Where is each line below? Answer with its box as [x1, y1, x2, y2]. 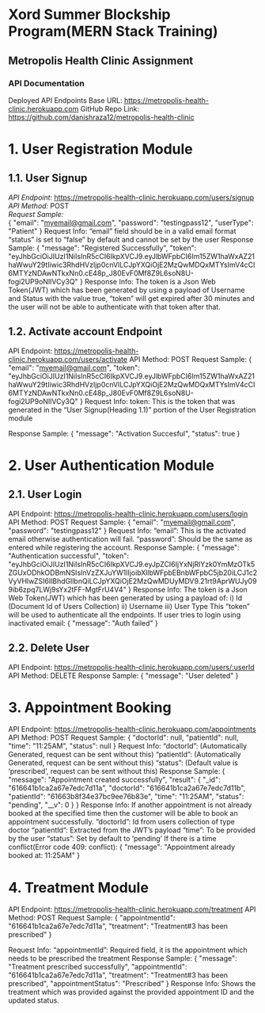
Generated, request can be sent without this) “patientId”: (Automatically [8, 750, 241, 760]
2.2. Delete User [8, 642, 89, 655]
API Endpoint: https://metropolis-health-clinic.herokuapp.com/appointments [8, 725, 256, 734]
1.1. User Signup [8, 172, 88, 185]
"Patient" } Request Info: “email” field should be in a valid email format [8, 226, 237, 235]
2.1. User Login [8, 488, 82, 501]
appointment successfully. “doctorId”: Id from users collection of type [8, 817, 235, 827]
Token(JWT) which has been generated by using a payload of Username [8, 285, 245, 295]
